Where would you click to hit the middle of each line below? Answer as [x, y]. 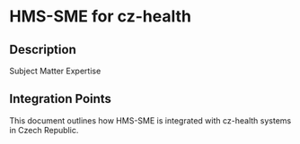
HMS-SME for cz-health [100, 17]
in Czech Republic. [44, 130]
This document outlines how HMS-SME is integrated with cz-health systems [150, 120]
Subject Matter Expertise [55, 71]
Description [43, 50]
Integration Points [61, 99]
